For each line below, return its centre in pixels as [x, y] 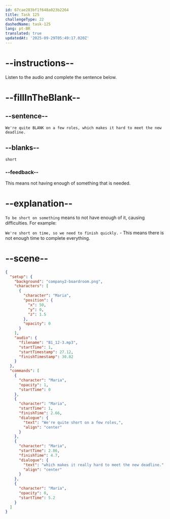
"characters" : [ [32, 286]
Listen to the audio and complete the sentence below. [61, 77]
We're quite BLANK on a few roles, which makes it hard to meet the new [83, 128]
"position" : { [38, 300]
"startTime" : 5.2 [37, 498]
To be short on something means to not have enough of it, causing [75, 218]
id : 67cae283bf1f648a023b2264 [37, 10]
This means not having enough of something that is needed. [68, 183]
